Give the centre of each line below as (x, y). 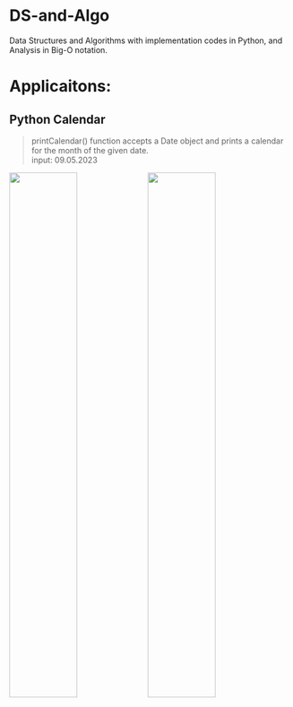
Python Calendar (57, 119)
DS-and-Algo (60, 16)
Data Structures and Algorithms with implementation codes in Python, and (146, 40)
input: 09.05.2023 (65, 160)
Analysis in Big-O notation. (58, 49)
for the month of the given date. (90, 150)
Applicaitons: (60, 87)
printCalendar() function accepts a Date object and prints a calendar (157, 141)
